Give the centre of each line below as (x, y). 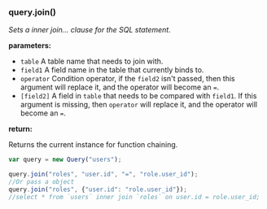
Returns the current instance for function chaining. (93, 145)
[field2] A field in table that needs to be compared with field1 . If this (138, 96)
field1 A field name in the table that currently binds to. (112, 70)
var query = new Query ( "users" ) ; (65, 160)
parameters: (30, 46)
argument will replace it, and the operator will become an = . (120, 87)
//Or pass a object (42, 182)
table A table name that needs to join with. (92, 61)
